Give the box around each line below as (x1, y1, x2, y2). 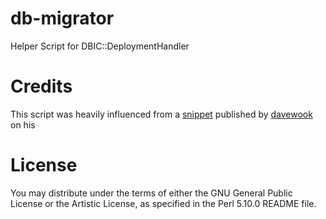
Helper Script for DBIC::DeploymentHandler (10, 40, 190, 52)
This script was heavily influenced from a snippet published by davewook (10, 108, 313, 120)
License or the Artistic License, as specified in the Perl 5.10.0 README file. (10, 197, 317, 209)
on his (10, 118, 36, 131)
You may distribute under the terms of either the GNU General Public (10, 187, 293, 199)
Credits (10, 75, 73, 98)
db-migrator (10, 7, 115, 30)
